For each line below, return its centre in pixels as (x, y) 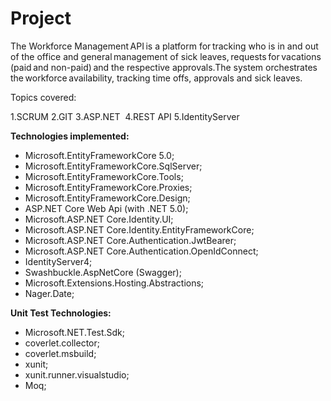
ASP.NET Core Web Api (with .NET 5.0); (106, 208)
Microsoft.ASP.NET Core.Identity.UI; (99, 219)
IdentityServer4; (58, 261)
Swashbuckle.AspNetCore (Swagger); (103, 272)
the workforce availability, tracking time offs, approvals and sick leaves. (156, 78)
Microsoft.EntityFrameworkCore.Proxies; (108, 187)
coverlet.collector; (62, 343)
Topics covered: (43, 97)
